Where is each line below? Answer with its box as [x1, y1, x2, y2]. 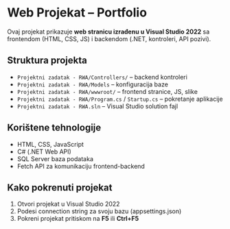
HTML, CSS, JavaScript [16, 140, 84, 148]
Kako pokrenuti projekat [7, 182, 113, 193]
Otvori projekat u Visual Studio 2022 [16, 200, 120, 208]
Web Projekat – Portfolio [7, 5, 148, 21]
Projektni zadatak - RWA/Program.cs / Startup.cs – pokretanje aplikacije [16, 95, 223, 103]
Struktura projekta [7, 55, 87, 67]
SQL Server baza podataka [16, 154, 94, 162]
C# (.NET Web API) [16, 147, 72, 156]
